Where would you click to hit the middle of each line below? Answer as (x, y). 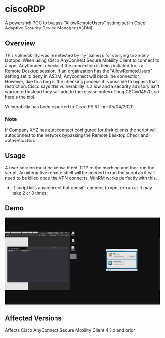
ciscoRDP (25, 9)
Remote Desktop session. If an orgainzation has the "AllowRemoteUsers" (79, 71)
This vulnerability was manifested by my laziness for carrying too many (77, 55)
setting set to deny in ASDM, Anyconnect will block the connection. (73, 76)
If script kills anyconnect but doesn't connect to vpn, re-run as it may (82, 187)
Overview (20, 43)
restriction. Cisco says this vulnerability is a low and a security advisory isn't (82, 86)
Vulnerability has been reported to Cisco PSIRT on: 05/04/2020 (69, 106)
